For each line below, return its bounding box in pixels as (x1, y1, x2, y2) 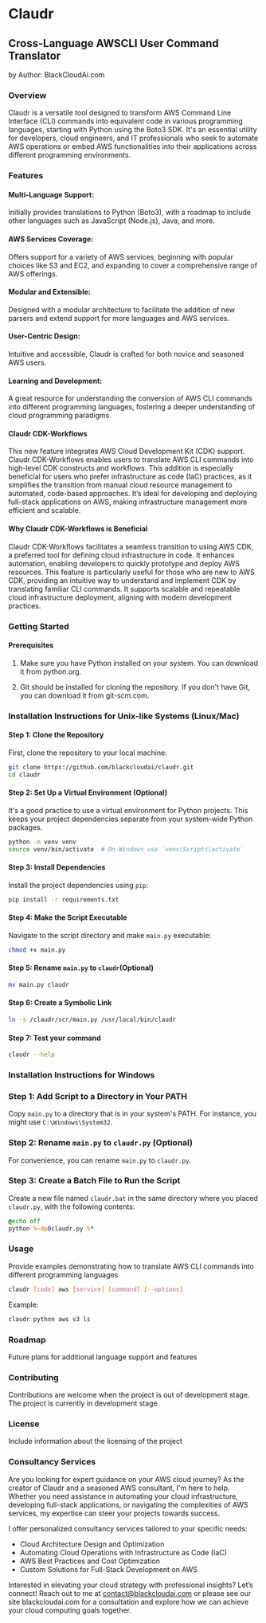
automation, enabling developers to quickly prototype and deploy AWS (8, 558, 241, 568)
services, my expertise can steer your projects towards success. (8, 1508, 221, 1518)
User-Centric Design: (8, 331, 81, 341)
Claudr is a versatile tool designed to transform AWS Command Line (8, 108, 232, 118)
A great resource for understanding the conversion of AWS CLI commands (8, 393, 252, 403)
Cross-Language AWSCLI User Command (8, 37, 219, 50)
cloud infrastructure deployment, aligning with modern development (8, 592, 233, 602)
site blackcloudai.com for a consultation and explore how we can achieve (8, 1597, 249, 1606)
